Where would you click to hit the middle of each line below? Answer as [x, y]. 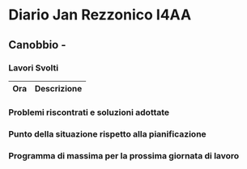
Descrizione [58, 88]
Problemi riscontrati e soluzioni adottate [89, 112]
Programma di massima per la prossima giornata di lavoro [124, 155]
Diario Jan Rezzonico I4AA [100, 15]
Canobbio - [37, 45]
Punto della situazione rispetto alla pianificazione [107, 133]
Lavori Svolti [34, 68]
